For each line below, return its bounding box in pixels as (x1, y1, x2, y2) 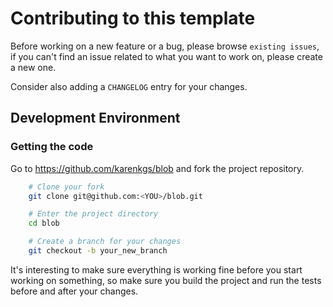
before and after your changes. (10, 285, 139, 297)
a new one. (10, 61, 57, 73)
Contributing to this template (10, 7, 256, 30)
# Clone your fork (28, 182, 105, 192)
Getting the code (10, 140, 94, 154)
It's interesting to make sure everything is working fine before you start (10, 263, 303, 276)
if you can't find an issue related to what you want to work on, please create (10, 50, 323, 62)
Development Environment (10, 110, 181, 127)
